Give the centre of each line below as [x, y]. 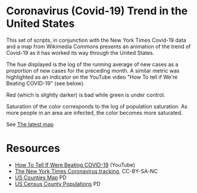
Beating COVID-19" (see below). [46, 83]
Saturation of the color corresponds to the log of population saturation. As [97, 106]
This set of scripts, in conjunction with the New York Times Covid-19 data [96, 40]
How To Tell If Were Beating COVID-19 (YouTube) [75, 164]
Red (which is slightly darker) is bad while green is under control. [86, 95]
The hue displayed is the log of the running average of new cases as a [92, 64]
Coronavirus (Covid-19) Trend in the [97, 11]
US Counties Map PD [40, 178]
